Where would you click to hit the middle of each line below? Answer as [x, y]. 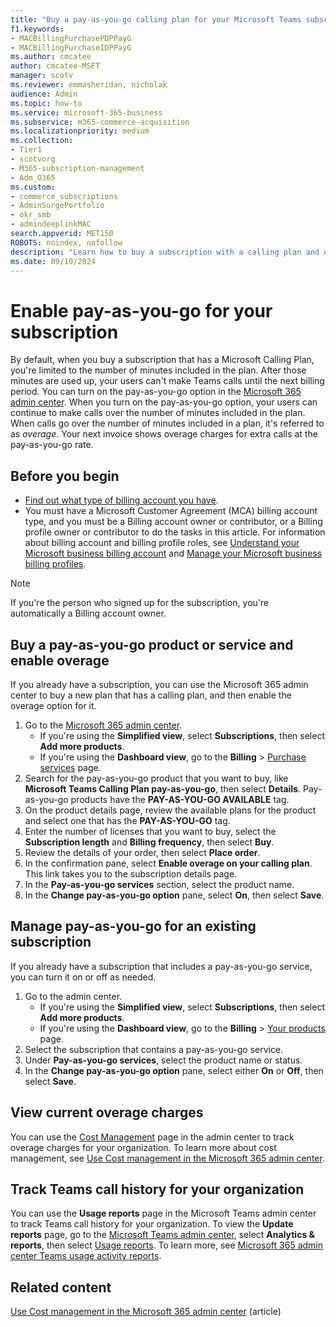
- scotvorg [33, 159]
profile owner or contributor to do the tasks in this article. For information [175, 532]
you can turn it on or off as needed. [83, 977]
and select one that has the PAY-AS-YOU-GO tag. [127, 820]
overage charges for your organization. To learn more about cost [143, 1147]
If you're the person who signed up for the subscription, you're [140, 603]
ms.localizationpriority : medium [80, 131]
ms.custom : [33, 187]
